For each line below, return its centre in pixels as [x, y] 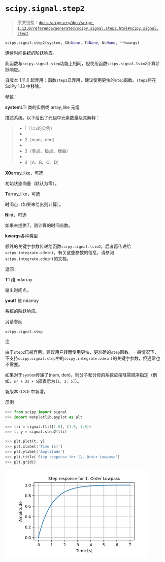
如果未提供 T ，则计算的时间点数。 [39, 225]
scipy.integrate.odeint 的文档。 [38, 259]
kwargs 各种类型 [22, 236]
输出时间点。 [18, 290]
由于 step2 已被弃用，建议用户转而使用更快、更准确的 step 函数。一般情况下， [82, 352]
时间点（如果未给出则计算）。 [34, 204]
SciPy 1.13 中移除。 [24, 86]
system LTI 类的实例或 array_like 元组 [42, 107]
